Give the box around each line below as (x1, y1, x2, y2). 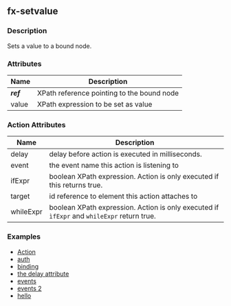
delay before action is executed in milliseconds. (49, 149, 203, 159)
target (10, 192, 30, 201)
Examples (7, 232, 41, 241)
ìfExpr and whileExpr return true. (49, 211, 156, 221)
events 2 (16, 284, 43, 292)
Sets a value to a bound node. (7, 41, 92, 50)
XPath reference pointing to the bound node (36, 88, 179, 98)
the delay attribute (16, 270, 69, 278)
